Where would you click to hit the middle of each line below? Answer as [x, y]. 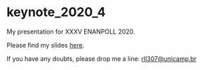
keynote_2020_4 [56, 12]
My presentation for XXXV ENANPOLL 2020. [71, 31]
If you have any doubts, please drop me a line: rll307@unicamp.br [102, 58]
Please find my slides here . [46, 45]
